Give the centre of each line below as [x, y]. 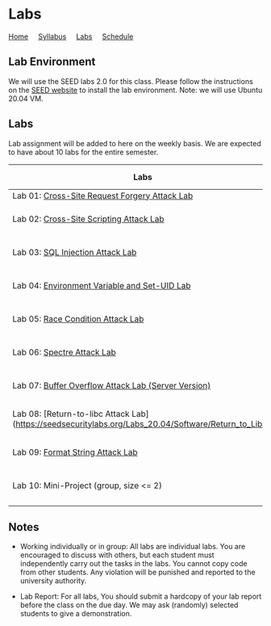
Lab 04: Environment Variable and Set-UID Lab [102, 285]
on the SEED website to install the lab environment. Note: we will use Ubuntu [135, 90]
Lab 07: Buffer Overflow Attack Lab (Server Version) [112, 385]
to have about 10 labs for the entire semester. [83, 152]
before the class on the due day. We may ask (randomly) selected [129, 605]
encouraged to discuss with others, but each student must [117, 555]
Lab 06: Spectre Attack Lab [64, 352]
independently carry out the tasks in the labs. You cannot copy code [133, 564]
